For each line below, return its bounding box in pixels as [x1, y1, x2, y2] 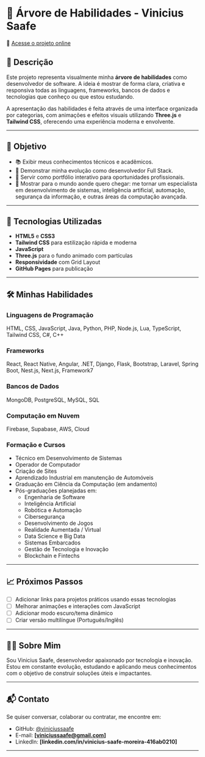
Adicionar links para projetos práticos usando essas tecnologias [15, 596, 176, 603]
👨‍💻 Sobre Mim [6, 640, 61, 650]
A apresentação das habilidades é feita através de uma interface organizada [6, 105, 198, 112]
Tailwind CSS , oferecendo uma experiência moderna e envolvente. [6, 118, 175, 125]
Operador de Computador [15, 461, 81, 469]
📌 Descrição [6, 57, 54, 67]
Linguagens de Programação [6, 311, 94, 319]
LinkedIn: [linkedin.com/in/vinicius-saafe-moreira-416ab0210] [15, 738, 178, 745]
